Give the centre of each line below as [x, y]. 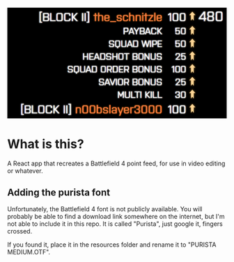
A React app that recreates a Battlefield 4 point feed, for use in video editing [116, 163]
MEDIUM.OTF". [29, 252]
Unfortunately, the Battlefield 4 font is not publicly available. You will [105, 209]
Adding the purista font [58, 192]
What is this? [46, 144]
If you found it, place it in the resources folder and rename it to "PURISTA [112, 245]
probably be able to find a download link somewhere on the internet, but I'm [116, 217]
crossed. [20, 231]
